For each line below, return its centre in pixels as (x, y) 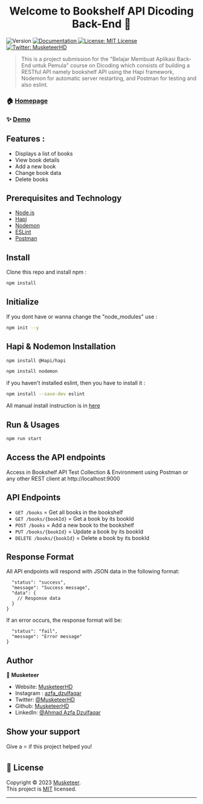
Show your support (43, 732)
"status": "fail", (35, 631)
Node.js (25, 213)
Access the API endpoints (56, 457)
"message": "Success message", (51, 588)
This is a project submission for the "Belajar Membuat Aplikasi (98, 59)
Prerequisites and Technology (64, 198)
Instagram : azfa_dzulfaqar (48, 693)
